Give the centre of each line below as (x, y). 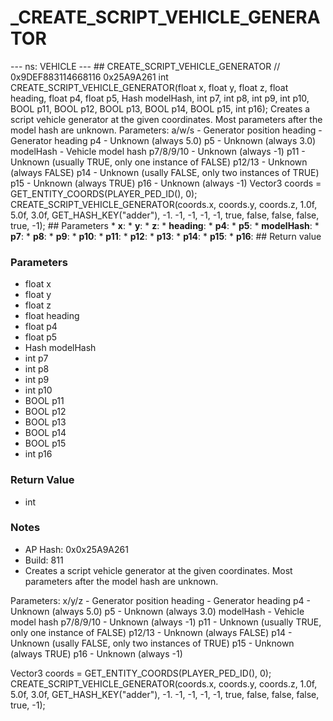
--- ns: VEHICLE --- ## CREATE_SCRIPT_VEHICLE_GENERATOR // (145, 66)
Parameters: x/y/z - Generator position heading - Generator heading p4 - (160, 600)
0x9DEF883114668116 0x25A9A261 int (89, 77)
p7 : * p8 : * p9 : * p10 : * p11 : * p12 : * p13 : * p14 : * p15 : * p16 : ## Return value (166, 236)
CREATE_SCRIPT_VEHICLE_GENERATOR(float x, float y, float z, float (149, 87)
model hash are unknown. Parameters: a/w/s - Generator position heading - (166, 130)
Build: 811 (44, 560)
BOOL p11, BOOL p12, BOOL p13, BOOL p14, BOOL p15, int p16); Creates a (160, 108)
